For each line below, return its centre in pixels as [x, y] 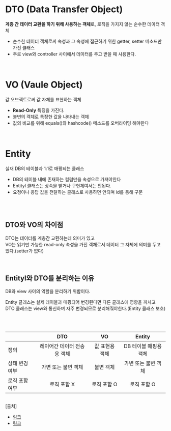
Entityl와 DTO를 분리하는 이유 [50, 278]
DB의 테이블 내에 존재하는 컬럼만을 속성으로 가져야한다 [67, 179]
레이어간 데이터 [57, 346]
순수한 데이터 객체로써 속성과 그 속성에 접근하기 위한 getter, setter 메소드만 [87, 41]
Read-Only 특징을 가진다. [38, 110]
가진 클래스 [24, 47]
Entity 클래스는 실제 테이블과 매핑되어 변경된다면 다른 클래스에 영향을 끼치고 [81, 302]
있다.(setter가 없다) [25, 251]
